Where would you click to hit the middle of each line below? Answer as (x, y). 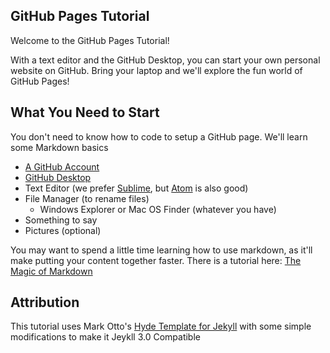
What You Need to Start (85, 112)
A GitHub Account (62, 166)
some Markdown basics (59, 147)
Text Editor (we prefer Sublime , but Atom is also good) (136, 188)
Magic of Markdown (51, 271)
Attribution (45, 302)
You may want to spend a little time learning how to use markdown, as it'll (161, 250)
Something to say (61, 220)
